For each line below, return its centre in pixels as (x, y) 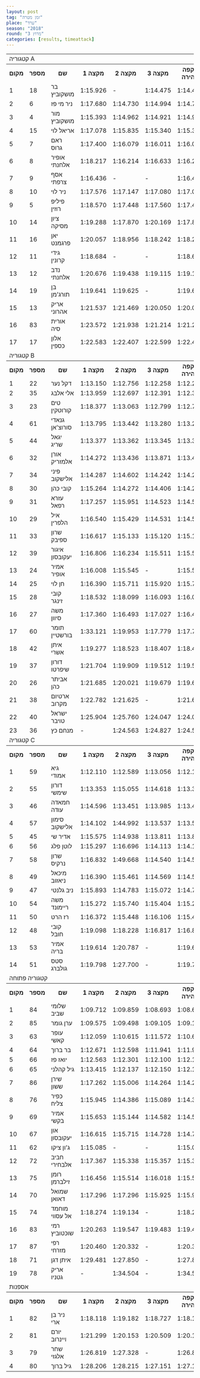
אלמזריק (62, 461)
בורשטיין (62, 635)
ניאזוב (58, 881)
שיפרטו (60, 669)
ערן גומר (62, 1023)
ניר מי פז (62, 104)
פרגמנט (61, 243)
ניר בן (58, 1315)
